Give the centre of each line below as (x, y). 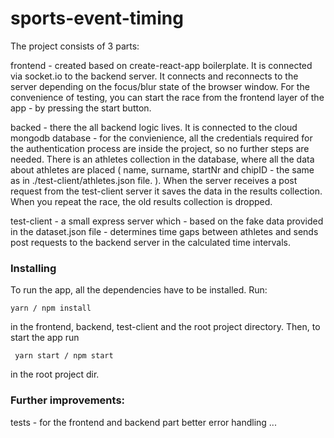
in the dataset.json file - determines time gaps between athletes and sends (164, 231)
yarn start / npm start (64, 356)
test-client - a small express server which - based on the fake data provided (167, 221)
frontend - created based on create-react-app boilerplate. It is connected (161, 65)
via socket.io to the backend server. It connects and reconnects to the (154, 76)
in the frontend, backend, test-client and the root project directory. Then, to (165, 327)
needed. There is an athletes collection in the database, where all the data (162, 159)
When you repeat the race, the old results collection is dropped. (141, 201)
